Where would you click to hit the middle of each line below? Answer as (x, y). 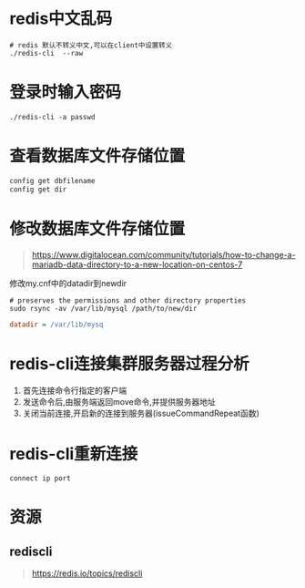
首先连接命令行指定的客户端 (75, 391)
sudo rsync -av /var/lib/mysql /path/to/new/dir (103, 308)
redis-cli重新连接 (74, 454)
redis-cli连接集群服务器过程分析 (130, 363)
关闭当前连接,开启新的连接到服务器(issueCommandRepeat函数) (141, 413)
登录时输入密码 (66, 93)
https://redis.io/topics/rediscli (87, 573)
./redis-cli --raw (46, 53)
